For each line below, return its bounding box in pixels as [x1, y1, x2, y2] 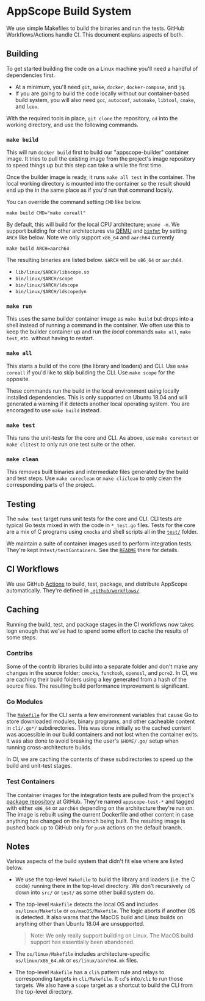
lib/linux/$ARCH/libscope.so [15, 269, 90, 275]
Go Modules [6, 697, 43, 706]
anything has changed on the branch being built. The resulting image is [6, 817, 185, 824]
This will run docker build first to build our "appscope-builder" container [6, 148, 189, 156]
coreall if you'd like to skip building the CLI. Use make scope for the [6, 368, 175, 376]
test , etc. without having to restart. [6, 335, 95, 342]
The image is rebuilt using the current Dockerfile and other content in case [6, 810, 194, 818]
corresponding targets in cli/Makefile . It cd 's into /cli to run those [15, 975, 183, 983]
